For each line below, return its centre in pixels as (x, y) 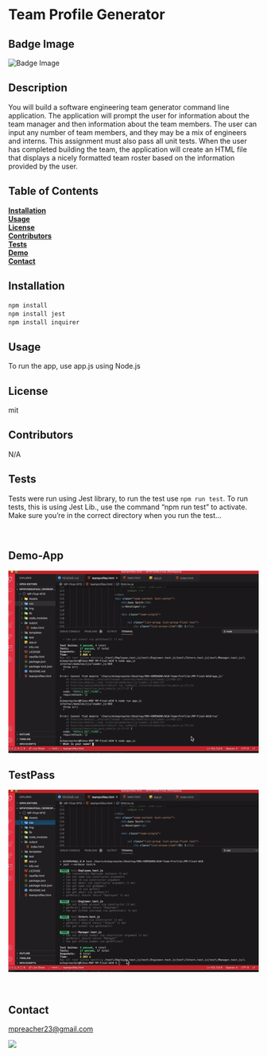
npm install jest (37, 314)
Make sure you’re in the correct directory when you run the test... (115, 515)
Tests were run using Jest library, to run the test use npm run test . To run (128, 498)
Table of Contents (54, 191)
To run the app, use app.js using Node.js (74, 366)
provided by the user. (43, 166)
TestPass (32, 775)
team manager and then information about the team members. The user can (133, 124)
